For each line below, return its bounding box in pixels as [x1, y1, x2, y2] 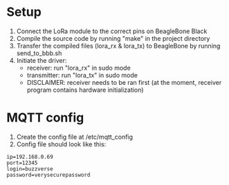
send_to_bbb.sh [16, 49, 62, 57]
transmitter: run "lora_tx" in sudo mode [26, 70, 138, 79]
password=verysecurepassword [6, 171, 91, 178]
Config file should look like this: [16, 139, 107, 148]
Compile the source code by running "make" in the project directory [16, 34, 210, 42]
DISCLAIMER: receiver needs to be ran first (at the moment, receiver [26, 78, 222, 86]
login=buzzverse [6, 165, 53, 173]
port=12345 [6, 159, 38, 166]
